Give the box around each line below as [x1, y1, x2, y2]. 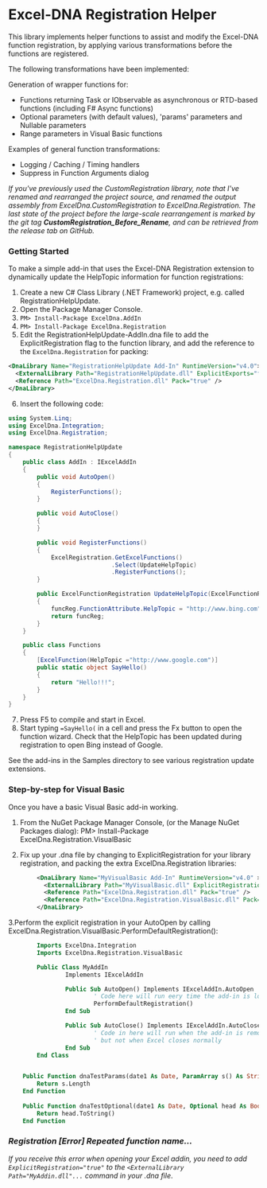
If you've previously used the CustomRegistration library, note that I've [8, 183, 240, 193]
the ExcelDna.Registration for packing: [19, 347, 149, 356]
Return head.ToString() [37, 1109, 115, 1117]
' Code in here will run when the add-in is [93, 1029, 244, 1037]
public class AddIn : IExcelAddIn [22, 458, 137, 466]
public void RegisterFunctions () [37, 539, 148, 547]
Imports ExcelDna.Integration [37, 941, 137, 950]
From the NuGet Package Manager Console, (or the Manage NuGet [19, 817, 240, 827]
